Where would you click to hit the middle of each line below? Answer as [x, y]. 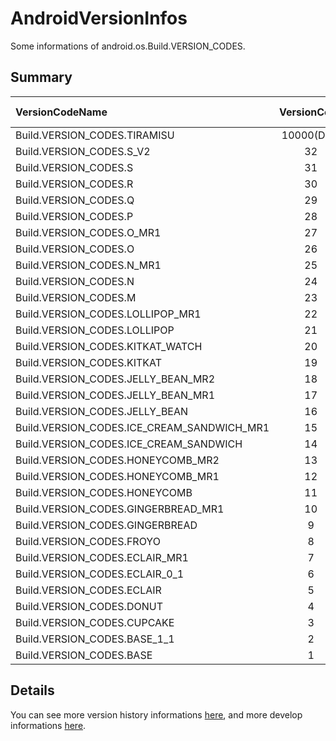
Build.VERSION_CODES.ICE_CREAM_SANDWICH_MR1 [142, 427]
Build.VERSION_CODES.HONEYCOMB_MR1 [117, 476]
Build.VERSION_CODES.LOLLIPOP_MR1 [108, 314]
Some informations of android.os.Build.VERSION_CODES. [128, 46]
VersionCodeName [61, 112]
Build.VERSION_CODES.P [74, 216]
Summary [41, 77]
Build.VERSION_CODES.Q [75, 200]
